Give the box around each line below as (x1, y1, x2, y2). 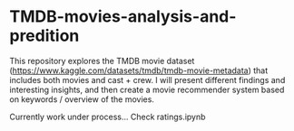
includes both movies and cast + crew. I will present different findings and (9, 74, 286, 85)
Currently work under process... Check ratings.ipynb (9, 111, 206, 122)
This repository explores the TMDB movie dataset (9, 55, 195, 66)
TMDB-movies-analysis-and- (9, 6, 237, 27)
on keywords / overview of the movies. (9, 93, 154, 105)
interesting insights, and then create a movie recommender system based (9, 84, 285, 95)
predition (9, 25, 80, 46)
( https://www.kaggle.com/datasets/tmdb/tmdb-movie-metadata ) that (9, 65, 269, 76)
